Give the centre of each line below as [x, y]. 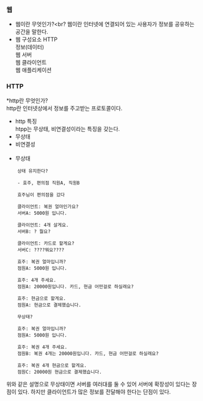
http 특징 [26, 121]
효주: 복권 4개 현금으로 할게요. [52, 365]
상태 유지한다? [33, 171]
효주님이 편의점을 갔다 [41, 195]
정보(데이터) [30, 47]
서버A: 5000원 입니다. [42, 213]
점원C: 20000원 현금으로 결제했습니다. [60, 372]
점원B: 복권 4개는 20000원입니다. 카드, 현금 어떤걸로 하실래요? [88, 353]
